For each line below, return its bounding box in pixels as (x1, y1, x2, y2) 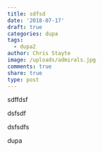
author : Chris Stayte (7, 50, 71, 57)
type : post (7, 76, 40, 83)
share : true (7, 69, 42, 76)
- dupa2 (13, 43, 37, 50)
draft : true (7, 23, 42, 30)
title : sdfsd (7, 10, 46, 18)
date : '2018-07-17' (7, 17, 65, 24)
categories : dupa (7, 30, 59, 37)
